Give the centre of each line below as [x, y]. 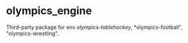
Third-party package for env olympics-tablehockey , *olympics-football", [94, 27]
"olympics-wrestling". [33, 33]
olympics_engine [49, 11]
